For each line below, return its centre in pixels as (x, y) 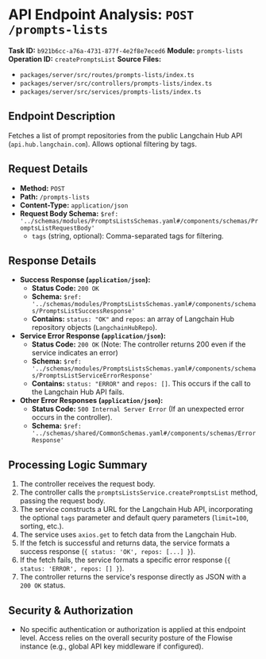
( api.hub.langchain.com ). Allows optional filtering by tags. (102, 144)
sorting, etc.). (42, 526)
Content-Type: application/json (74, 205)
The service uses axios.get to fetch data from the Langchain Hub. (128, 535)
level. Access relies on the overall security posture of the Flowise (126, 638)
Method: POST (42, 188)
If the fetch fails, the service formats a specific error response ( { (125, 560)
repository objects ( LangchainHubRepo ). (94, 328)
